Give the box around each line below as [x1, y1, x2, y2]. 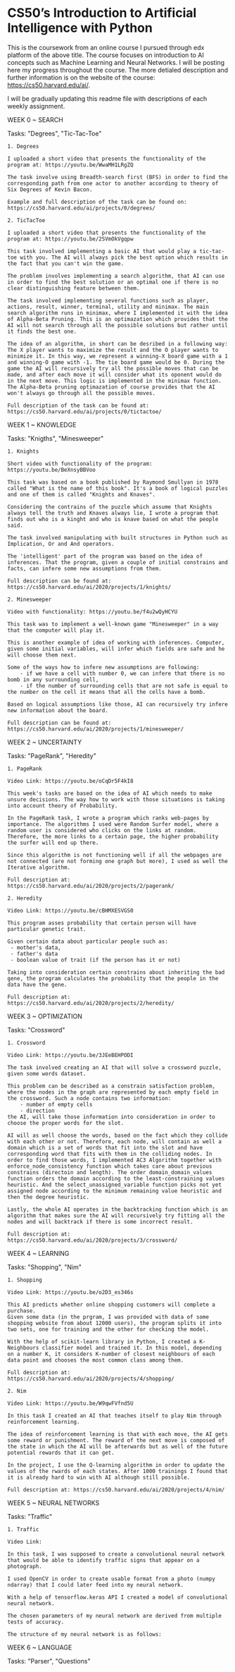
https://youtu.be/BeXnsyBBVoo [7, 466, 96, 473]
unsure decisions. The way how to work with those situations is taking [7, 795, 225, 803]
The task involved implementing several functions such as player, [7, 297, 210, 304]
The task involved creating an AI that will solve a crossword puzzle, [7, 1063, 222, 1071]
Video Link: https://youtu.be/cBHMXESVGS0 [7, 907, 134, 914]
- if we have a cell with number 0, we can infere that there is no [20, 670, 225, 677]
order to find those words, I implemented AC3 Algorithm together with [7, 1157, 222, 1164]
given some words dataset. [7, 1070, 87, 1077]
